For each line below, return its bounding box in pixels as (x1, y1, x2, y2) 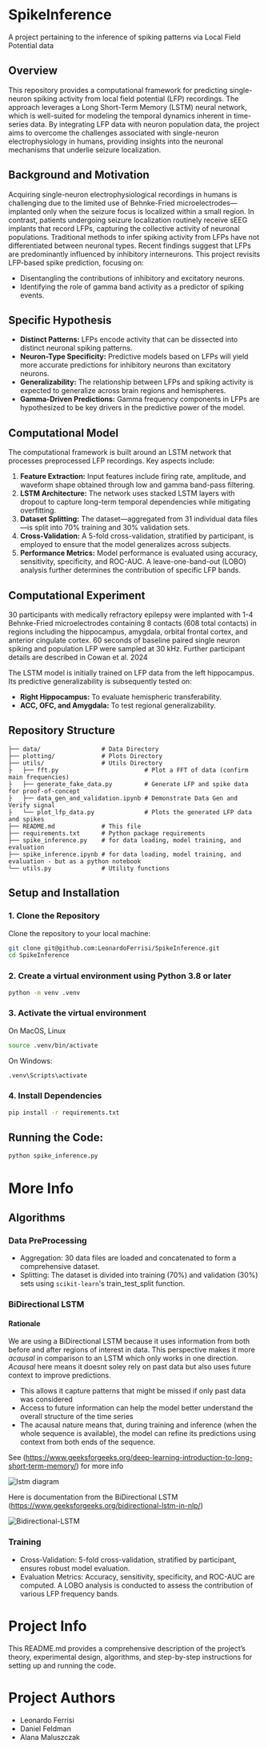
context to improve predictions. (8, 1370, 112, 1381)
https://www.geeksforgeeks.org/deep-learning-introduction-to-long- (25, 1453, 254, 1462)
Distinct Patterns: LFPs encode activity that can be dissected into (19, 335, 238, 344)
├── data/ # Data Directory (8, 744, 159, 753)
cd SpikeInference (8, 951, 70, 959)
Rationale (8, 1318, 41, 1328)
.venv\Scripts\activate (8, 1071, 88, 1080)
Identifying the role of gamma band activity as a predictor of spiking (19, 282, 244, 291)
